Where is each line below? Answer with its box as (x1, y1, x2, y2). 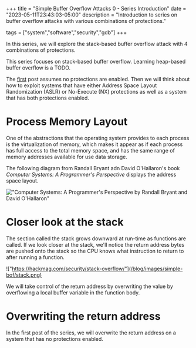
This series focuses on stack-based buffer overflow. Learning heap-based (6, 58, 186, 65)
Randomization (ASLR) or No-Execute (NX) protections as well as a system (6, 88, 187, 95)
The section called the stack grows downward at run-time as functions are (6, 235, 187, 242)
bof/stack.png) (6, 271, 42, 279)
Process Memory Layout (6, 115, 128, 128)
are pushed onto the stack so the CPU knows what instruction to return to (6, 247, 184, 254)
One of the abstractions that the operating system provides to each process (6, 134, 190, 141)
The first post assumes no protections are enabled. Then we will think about (6, 76, 190, 82)
